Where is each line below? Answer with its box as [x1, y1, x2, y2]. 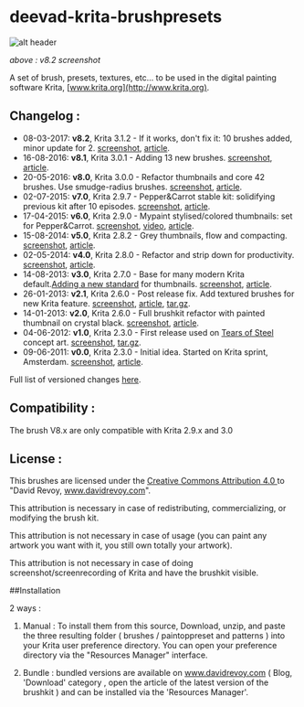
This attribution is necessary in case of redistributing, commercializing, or [9, 503, 287, 514]
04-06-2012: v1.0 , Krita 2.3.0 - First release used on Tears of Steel [22, 327, 274, 337]
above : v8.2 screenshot [9, 54, 101, 65]
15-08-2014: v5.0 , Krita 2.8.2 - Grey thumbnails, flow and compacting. [22, 230, 288, 241]
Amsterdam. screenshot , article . [22, 356, 143, 367]
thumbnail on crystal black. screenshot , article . [22, 317, 199, 328]
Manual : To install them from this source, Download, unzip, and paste [22, 620, 286, 632]
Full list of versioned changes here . [9, 373, 142, 385]
